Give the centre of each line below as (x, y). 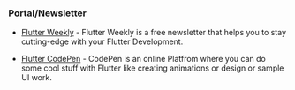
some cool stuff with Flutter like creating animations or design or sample (152, 68)
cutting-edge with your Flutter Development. (102, 41)
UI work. (36, 78)
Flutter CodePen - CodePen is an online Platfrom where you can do (143, 59)
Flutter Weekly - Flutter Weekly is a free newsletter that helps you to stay (154, 33)
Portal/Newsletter (48, 13)
